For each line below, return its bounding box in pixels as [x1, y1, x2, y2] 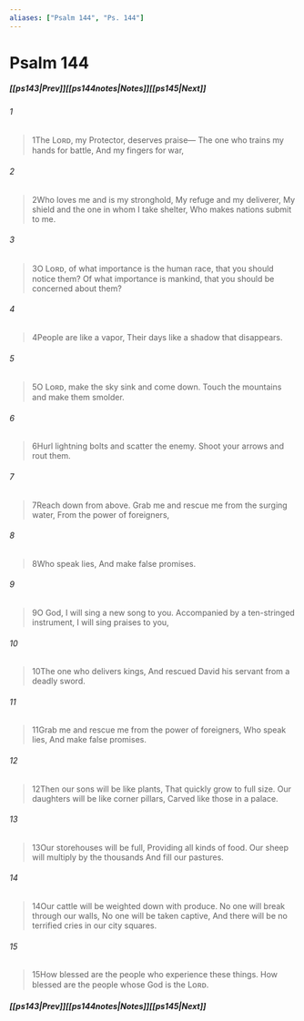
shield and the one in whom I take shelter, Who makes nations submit [31, 204, 292, 215]
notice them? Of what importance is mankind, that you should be [31, 273, 275, 284]
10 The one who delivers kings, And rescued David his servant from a [31, 666, 290, 677]
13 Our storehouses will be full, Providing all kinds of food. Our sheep [31, 842, 289, 853]
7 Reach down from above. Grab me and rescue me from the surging [31, 500, 289, 510]
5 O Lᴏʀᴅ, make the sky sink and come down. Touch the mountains [31, 381, 282, 392]
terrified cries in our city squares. [31, 920, 157, 931]
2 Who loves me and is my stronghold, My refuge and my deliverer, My [31, 194, 296, 205]
